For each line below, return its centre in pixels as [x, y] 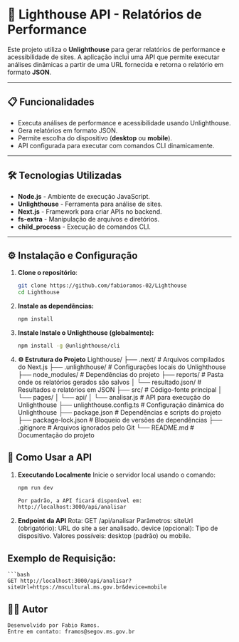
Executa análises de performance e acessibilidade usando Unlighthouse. [124, 123]
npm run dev [35, 487]
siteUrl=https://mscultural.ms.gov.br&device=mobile [87, 587]
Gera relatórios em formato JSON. [68, 130]
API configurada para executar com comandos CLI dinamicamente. [116, 145]
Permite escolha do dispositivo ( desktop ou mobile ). [95, 138]
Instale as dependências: [55, 306]
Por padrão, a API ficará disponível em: [80, 501]
